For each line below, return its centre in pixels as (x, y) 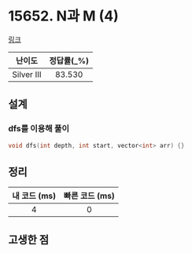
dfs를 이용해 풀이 (39, 129)
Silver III (27, 74)
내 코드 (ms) (34, 196)
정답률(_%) (69, 60)
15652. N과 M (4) (64, 16)
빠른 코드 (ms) (89, 196)
